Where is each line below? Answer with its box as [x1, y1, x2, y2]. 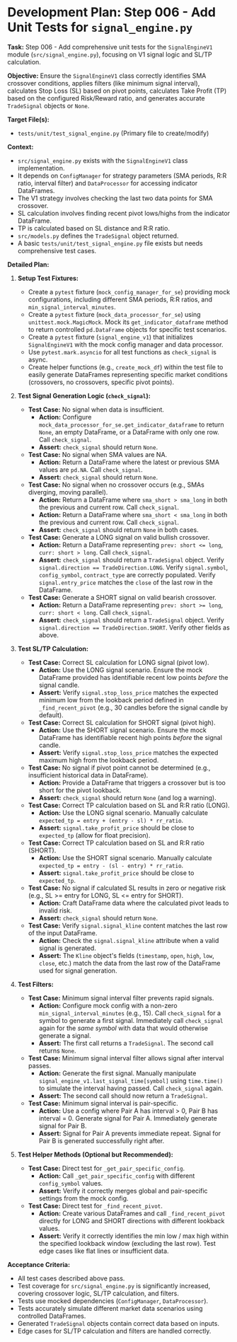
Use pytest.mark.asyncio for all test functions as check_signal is [28, 347, 217, 356]
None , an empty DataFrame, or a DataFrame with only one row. [38, 427, 219, 436]
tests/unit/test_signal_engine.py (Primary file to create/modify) [17, 129, 209, 137]
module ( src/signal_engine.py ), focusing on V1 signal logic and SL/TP [7, 50, 212, 59]
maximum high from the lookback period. [38, 756, 159, 764]
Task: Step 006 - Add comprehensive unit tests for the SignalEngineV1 [7, 42, 213, 51]
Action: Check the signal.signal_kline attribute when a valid [38, 936, 219, 944]
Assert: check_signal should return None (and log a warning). [38, 793, 217, 802]
